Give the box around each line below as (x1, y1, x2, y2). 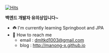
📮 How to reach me (12, 32, 52, 38)
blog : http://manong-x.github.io (19, 42, 86, 48)
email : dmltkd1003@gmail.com (19, 37, 85, 43)
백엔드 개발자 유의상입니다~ (5, 15, 59, 21)
